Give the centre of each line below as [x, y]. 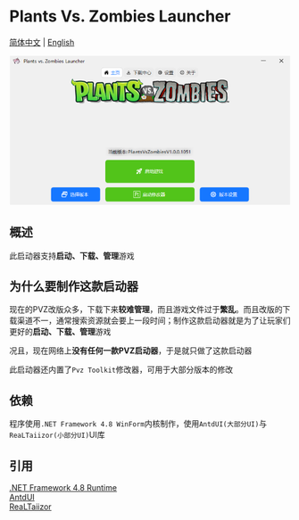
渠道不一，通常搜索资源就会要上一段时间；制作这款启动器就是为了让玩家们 [154, 321]
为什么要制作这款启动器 [74, 286]
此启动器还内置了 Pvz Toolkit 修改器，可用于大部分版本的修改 [121, 370]
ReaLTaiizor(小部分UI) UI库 [57, 435]
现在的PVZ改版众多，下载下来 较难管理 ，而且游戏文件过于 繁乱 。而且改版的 [146, 310]
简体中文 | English [42, 42]
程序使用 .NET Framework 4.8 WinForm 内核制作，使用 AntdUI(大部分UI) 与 [138, 424]
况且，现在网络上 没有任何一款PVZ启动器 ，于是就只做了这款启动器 [131, 351]
